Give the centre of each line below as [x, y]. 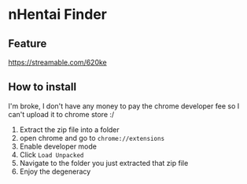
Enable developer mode [58, 146]
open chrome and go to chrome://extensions [92, 138]
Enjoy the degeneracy [55, 171]
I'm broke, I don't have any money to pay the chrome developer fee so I [124, 106]
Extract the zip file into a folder [69, 129]
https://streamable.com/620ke [58, 62]
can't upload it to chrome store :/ [61, 114]
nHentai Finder [58, 15]
